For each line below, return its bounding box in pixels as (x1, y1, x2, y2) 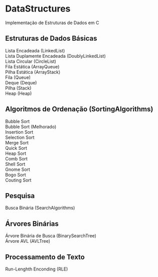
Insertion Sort (5, 129, 34, 135)
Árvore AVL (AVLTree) (5, 238, 51, 244)
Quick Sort (5, 145, 28, 151)
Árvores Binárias (5, 219, 59, 228)
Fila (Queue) (5, 74, 31, 80)
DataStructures (5, 3, 71, 15)
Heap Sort (5, 150, 27, 156)
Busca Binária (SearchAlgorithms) (5, 205, 75, 211)
